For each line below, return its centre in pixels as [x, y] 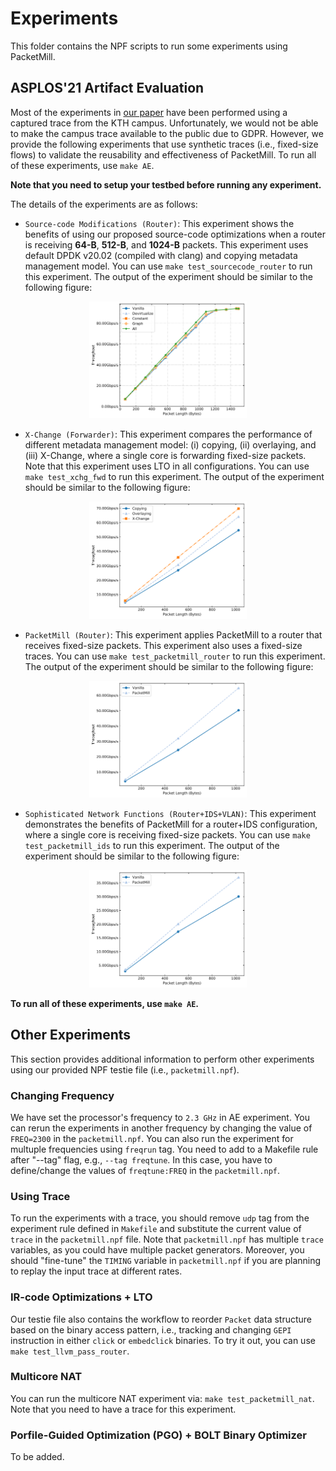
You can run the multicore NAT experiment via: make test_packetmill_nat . [162, 1398]
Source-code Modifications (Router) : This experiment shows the [159, 223]
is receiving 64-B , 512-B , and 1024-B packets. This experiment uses [166, 244]
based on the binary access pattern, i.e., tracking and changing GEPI [151, 1329]
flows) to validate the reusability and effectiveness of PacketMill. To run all [163, 154]
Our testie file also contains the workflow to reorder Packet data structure [161, 1319]
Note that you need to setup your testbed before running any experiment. [166, 184]
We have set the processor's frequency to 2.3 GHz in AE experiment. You [160, 1117]
